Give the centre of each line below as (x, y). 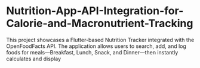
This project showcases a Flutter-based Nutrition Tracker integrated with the (100, 40)
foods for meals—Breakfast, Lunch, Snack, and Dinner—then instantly (92, 52)
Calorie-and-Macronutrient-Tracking (100, 23)
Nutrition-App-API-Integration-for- (95, 11)
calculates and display (34, 59)
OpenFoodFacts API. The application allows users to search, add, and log (96, 46)
